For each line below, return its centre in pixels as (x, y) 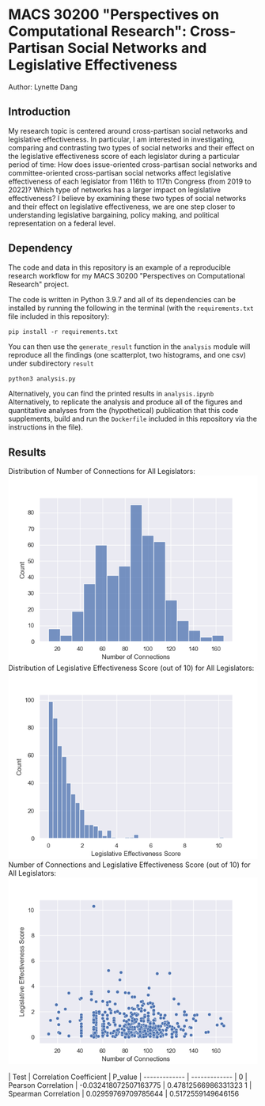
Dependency (40, 248)
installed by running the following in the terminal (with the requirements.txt (131, 308)
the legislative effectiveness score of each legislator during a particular (124, 156)
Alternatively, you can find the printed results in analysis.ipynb (111, 394)
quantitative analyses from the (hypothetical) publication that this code (123, 411)
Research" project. (39, 284)
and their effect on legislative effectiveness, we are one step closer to (122, 206)
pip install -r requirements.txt (63, 331)
